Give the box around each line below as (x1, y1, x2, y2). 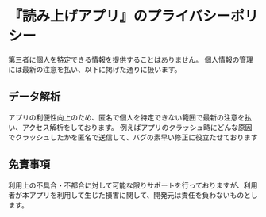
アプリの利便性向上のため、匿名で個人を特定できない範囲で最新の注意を (8, 112, 245, 122)
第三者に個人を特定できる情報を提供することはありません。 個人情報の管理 (8, 55, 254, 64)
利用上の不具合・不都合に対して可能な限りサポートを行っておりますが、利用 (8, 180, 258, 190)
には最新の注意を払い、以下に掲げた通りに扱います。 (8, 64, 182, 74)
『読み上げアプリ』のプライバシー (8, 7, 231, 25)
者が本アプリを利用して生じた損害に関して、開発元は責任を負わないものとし (8, 190, 258, 200)
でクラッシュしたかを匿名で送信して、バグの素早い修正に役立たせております (8, 132, 258, 142)
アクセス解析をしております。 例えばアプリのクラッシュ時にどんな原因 (21, 122, 253, 131)
